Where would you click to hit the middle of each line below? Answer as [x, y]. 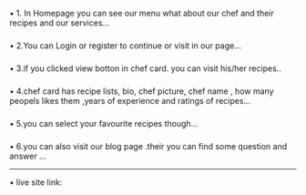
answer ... [28, 156]
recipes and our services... [60, 23]
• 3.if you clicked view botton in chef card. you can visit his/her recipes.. [146, 68]
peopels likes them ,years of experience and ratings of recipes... [130, 100]
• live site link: [36, 182]
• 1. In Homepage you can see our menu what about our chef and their [142, 13]
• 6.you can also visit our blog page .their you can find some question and [148, 146]
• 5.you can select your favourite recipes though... [104, 123]
